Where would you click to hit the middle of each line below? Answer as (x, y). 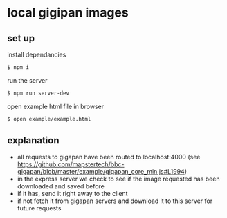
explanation (33, 140)
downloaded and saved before (61, 186)
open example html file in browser (56, 106)
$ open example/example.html (49, 119)
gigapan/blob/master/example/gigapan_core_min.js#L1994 (101, 172)
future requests (39, 208)
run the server (27, 80)
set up (21, 38)
